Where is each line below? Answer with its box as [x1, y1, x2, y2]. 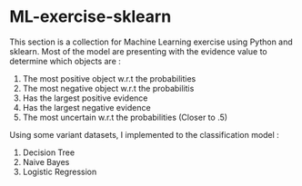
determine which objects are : [9, 55, 121, 66]
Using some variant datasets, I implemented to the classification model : [9, 129, 279, 140]
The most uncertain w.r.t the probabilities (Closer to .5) [22, 112, 228, 122]
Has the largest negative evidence [22, 102, 152, 113]
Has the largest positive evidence [22, 93, 148, 103]
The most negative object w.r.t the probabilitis [22, 83, 195, 93]
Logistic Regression [22, 166, 97, 177]
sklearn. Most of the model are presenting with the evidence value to [9, 45, 267, 56]
